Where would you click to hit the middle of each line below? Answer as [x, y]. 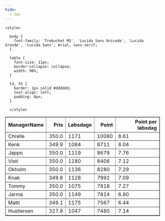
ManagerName [26, 125]
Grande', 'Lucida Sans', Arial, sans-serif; [51, 45]
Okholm [17, 169]
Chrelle [16, 136]
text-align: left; [33, 92]
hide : [11, 10]
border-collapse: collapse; [42, 66]
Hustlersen [21, 211]
